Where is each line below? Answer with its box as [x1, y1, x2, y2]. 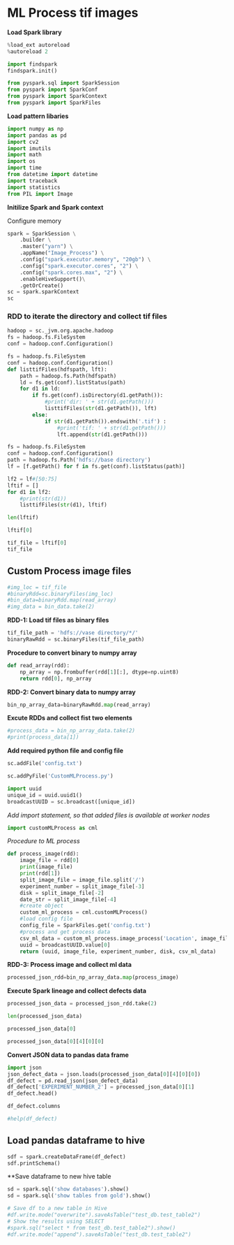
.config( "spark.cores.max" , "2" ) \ [19, 269, 123, 276]
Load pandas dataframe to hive [7, 1135, 145, 1146]
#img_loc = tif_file [7, 583, 68, 591]
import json [7, 1064, 42, 1071]
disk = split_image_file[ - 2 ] [19, 889, 104, 896]
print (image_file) [19, 864, 73, 871]
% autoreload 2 [7, 48, 49, 55]
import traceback [7, 177, 58, 184]
